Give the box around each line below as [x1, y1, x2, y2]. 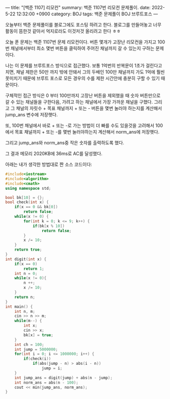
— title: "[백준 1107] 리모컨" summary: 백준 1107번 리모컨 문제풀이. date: [5, 5, 151, 10]
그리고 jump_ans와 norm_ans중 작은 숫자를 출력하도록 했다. [5, 140, 125, 145]
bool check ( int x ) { [5, 199, 49, 205]
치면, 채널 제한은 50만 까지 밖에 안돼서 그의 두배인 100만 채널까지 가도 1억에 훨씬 [5, 69, 165, 75]
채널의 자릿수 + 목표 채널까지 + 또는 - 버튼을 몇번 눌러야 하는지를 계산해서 [16, 105, 162, 111]
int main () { [5, 304, 33, 309]
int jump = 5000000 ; [14, 346, 58, 352]
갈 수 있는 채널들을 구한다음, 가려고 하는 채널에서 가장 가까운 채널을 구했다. [5, 99, 153, 105]
